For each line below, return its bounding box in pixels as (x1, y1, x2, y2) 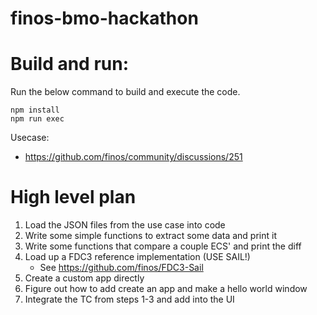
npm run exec (10, 114, 65, 124)
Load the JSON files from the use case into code (24, 219, 226, 231)
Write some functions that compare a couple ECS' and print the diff (24, 240, 302, 252)
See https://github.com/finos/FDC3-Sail (39, 262, 204, 274)
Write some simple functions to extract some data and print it (24, 230, 277, 242)
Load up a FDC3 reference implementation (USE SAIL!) (24, 251, 251, 263)
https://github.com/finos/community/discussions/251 (24, 151, 243, 163)
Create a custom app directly (24, 272, 145, 284)
